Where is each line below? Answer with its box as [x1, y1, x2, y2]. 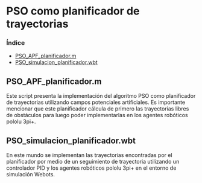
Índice [6, 39, 25, 47]
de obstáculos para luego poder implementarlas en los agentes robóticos [6, 112, 188, 119]
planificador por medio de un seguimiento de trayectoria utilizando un [6, 158, 180, 165]
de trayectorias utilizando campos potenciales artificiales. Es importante [6, 98, 186, 106]
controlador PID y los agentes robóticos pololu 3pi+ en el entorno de [6, 164, 177, 172]
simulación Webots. [6, 171, 55, 178]
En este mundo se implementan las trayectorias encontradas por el [6, 152, 173, 159]
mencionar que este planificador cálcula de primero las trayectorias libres [6, 105, 189, 112]
